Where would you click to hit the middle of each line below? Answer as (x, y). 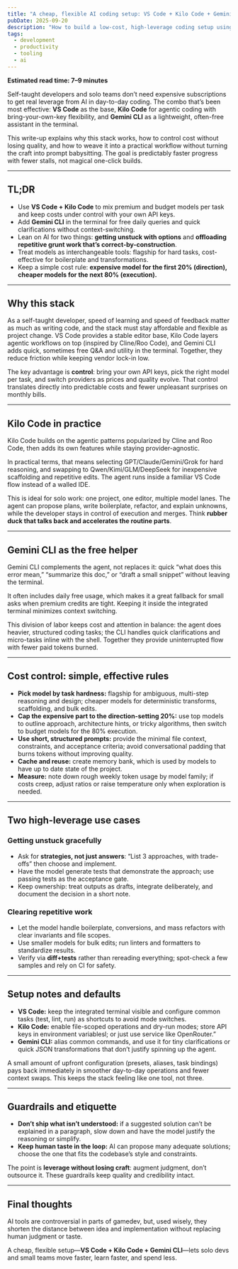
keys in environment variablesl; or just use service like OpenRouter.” (117, 1034)
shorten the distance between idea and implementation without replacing (114, 1229)
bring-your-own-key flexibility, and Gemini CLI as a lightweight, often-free (116, 116)
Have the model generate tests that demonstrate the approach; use (116, 871)
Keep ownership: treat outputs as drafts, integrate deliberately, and (115, 886)
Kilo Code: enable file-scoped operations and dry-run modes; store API (122, 1026)
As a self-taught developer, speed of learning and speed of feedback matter (119, 321)
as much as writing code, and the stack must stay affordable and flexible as (118, 328)
